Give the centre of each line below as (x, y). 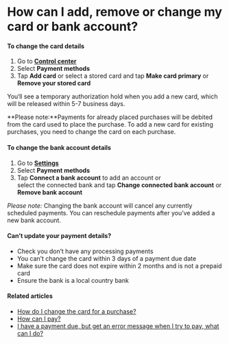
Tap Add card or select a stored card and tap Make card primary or (113, 76)
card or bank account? (73, 26)
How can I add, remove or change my (115, 12)
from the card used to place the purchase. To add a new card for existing (110, 125)
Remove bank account (50, 192)
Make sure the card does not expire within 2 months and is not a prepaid (119, 266)
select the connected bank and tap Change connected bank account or (119, 185)
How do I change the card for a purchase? (76, 311)
